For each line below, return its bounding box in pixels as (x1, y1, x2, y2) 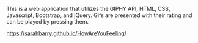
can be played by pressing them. (6, 18, 89, 25)
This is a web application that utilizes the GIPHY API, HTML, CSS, (6, 5, 170, 12)
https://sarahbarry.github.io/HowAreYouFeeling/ (6, 30, 127, 37)
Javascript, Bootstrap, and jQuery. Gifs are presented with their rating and (6, 12, 193, 19)
